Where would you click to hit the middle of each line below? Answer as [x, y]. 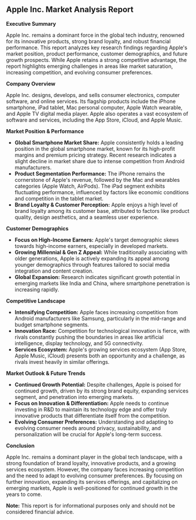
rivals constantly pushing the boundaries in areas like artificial [89, 337]
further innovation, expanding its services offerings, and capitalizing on [92, 481]
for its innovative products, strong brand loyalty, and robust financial [88, 41]
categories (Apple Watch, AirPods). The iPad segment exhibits [90, 186]
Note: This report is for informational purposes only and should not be [91, 505]
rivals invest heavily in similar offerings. [62, 361]
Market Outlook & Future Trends [46, 373]
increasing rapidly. [37, 290]
